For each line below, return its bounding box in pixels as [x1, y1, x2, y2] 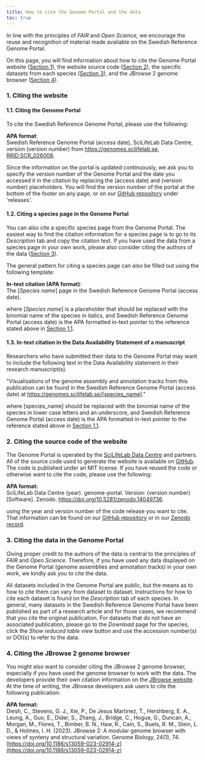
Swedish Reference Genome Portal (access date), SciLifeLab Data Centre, [6, 139, 193, 146]
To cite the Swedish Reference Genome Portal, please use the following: [6, 120, 188, 128]
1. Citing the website [6, 91, 68, 100]
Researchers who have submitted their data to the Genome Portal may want [6, 352, 198, 360]
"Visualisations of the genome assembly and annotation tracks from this [6, 378, 188, 385]
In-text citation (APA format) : [6, 280, 82, 287]
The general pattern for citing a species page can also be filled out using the [6, 262, 199, 269]
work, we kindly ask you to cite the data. [6, 569, 108, 577]
